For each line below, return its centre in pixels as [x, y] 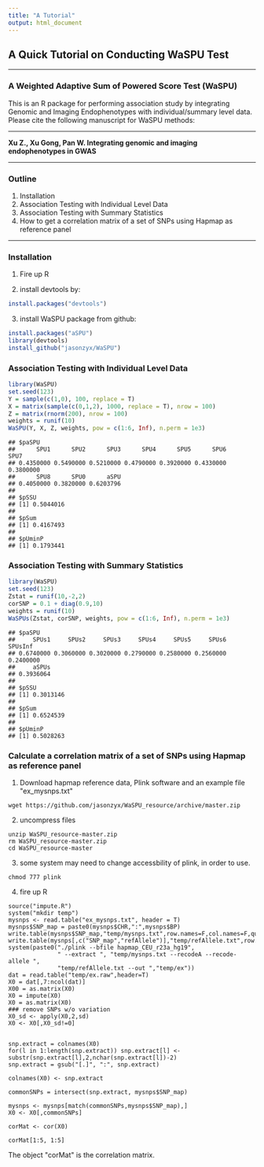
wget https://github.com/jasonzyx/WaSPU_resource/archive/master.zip [125, 805]
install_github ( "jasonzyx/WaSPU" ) [65, 348]
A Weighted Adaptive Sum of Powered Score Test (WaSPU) [123, 86]
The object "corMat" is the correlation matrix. [81, 1154]
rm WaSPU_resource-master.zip [58, 841]
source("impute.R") [40, 906]
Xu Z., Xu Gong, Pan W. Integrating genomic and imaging [103, 142]
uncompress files [48, 820]
